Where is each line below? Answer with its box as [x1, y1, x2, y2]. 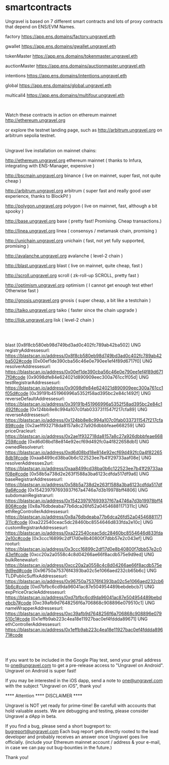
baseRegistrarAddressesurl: [5, 476, 63, 482]
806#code [5, 503, 27, 509]
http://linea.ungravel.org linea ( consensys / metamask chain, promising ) [5, 228, 157, 234]
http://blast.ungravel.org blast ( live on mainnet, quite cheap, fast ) [5, 262, 143, 268]
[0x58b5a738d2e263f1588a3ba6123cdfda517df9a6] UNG [29, 471, 149, 477]
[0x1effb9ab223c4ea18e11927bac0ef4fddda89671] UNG [31, 616, 148, 622]
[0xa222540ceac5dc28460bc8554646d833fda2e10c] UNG [28, 519, 153, 525]
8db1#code [5, 455, 29, 461]
